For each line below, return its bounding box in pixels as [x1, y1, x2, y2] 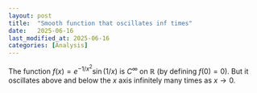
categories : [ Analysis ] [8, 42, 89, 50]
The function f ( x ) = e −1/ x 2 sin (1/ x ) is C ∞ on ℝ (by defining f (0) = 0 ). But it [8, 63, 249, 76]
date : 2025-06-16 [8, 26, 74, 34]
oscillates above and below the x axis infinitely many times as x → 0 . [8, 75, 236, 85]
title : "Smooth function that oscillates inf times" [8, 19, 193, 27]
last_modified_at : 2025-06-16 [8, 34, 110, 42]
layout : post [8, 11, 52, 20]
